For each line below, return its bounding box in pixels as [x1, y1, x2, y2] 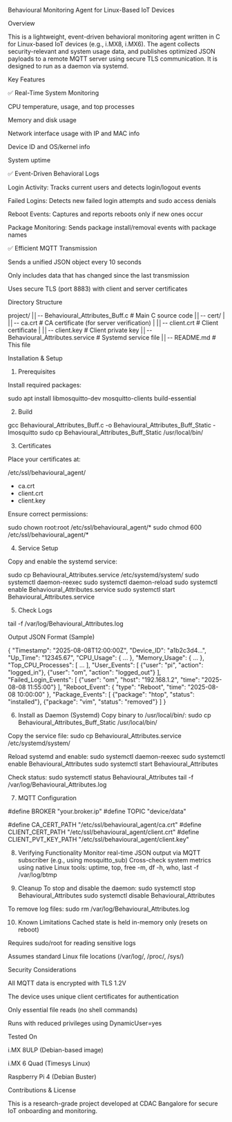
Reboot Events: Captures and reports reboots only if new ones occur [8, 210, 203, 218]
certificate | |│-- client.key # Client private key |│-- [8, 326, 153, 334]
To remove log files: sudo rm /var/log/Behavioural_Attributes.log [8, 905, 190, 913]
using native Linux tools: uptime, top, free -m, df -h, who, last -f [17, 863, 199, 871]
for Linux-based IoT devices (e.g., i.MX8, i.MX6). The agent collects [8, 40, 200, 48]
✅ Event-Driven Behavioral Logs [8, 169, 99, 177]
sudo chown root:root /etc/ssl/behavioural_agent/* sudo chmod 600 [8, 523, 202, 531]
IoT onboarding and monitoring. [8, 1107, 97, 1114]
